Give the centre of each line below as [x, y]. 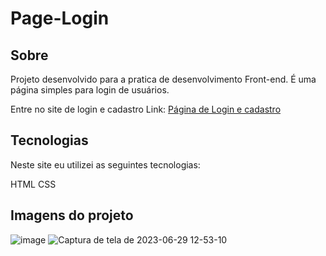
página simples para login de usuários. [90, 90]
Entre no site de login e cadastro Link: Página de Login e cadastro [146, 109]
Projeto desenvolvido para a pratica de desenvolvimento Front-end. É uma [163, 79]
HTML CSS [33, 184]
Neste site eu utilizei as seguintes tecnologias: [105, 164]
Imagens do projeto [72, 215]
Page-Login [60, 18]
